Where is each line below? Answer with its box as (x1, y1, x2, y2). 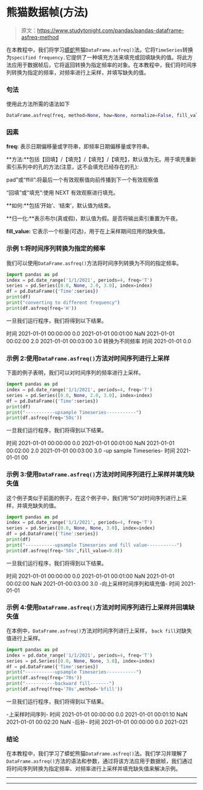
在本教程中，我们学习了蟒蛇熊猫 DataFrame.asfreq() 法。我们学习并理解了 (6, 750, 187, 757)
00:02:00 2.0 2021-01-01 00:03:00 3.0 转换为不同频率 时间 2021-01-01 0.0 (6, 337, 192, 344)
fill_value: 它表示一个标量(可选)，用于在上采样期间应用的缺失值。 (6, 228, 169, 235)
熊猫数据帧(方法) (6, 5, 89, 19)
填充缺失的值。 (22, 501, 59, 509)
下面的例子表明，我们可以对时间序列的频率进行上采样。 (6, 369, 144, 377)
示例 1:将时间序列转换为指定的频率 (6, 244, 106, 253)
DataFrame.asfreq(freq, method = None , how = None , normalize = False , (6, 113, 174, 119)
